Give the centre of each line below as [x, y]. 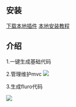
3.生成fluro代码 [24, 86]
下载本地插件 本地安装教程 [38, 26]
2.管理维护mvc [24, 74]
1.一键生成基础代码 [29, 61]
